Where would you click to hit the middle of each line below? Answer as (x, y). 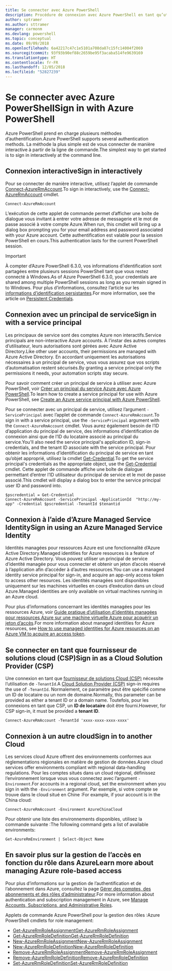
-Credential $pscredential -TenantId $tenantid (68, 504)
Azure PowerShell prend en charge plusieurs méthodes (63, 133)
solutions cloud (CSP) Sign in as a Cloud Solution (84, 658)
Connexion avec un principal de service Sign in (81, 315)
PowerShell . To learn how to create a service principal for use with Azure (81, 394)
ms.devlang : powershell (31, 34)
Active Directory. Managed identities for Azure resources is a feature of (80, 553)
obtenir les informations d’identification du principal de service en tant (79, 453)
